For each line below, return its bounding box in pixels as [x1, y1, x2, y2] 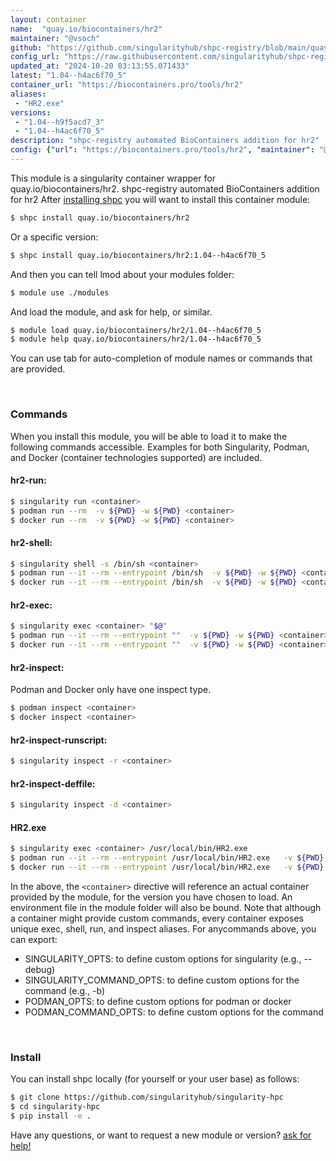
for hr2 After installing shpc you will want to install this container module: [10, 193, 311, 205]
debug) [24, 963, 56, 975]
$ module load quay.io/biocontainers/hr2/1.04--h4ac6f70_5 [10, 325, 262, 335]
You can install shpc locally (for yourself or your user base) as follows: [10, 1073, 300, 1085]
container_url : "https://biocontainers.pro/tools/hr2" [10, 80, 244, 90]
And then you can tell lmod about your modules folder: [10, 268, 235, 280]
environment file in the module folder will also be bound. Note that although [10, 901, 322, 913]
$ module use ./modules [10, 287, 110, 298]
